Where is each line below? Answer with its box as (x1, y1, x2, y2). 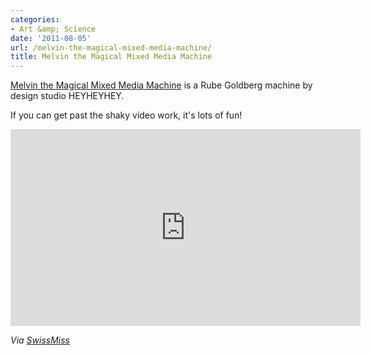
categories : (10, 14, 60, 25)
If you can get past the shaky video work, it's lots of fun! (10, 109, 243, 121)
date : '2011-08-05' (10, 33, 92, 43)
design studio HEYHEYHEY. (10, 90, 125, 102)
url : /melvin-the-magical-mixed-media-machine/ (10, 42, 213, 53)
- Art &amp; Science (10, 24, 97, 34)
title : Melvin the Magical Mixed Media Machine (10, 52, 213, 62)
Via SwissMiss (10, 334, 70, 346)
